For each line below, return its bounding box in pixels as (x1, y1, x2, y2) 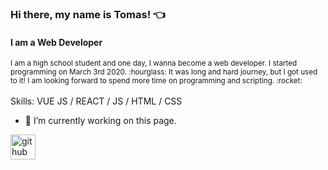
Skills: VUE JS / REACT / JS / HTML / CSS (10, 95, 183, 107)
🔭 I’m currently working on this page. (24, 115, 177, 127)
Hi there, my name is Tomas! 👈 (10, 7, 167, 21)
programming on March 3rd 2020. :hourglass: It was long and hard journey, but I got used (10, 67, 318, 77)
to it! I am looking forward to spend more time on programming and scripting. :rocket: (10, 76, 303, 86)
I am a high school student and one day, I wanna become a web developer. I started (10, 58, 298, 69)
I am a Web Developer (10, 36, 103, 48)
